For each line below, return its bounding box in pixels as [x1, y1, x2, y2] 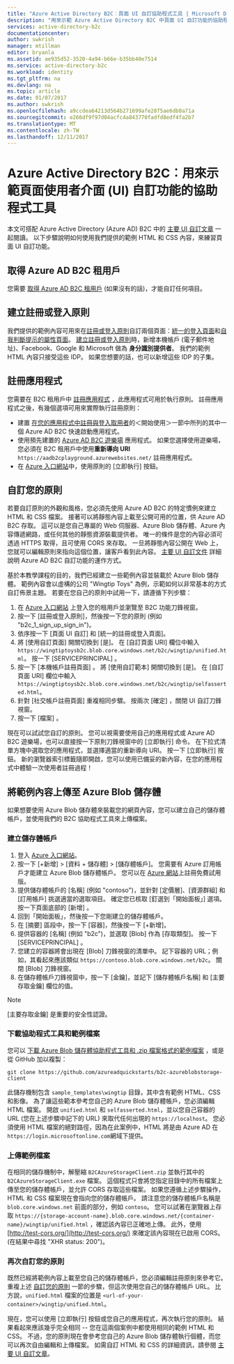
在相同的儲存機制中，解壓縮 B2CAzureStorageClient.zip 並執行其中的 [7, 1168, 205, 1177]
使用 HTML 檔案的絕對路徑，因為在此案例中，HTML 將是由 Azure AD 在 [13, 1123, 219, 1131]
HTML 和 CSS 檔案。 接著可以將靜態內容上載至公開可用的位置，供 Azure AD [7, 513, 226, 521]
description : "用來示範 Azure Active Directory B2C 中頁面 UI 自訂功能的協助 [7, 17, 224, 24]
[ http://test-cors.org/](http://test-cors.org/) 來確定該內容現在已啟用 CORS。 [7, 1229, 224, 1237]
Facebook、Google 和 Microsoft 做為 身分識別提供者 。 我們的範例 [22, 344, 210, 352]
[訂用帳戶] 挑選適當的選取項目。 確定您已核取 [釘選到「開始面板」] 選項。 [17, 894, 226, 903]
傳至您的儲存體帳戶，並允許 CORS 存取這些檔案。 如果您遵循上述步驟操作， [7, 1186, 225, 1194]
